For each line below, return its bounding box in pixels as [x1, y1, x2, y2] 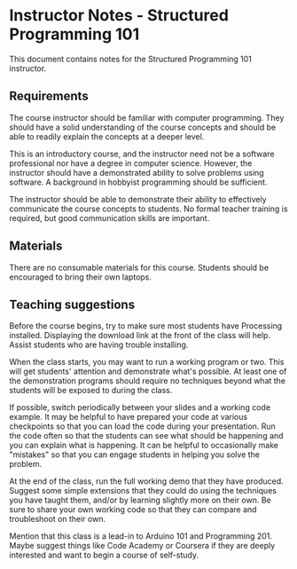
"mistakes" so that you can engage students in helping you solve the [9, 449, 260, 460]
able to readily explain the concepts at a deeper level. [9, 130, 205, 142]
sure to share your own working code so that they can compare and [9, 504, 257, 515]
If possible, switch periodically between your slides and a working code [9, 402, 271, 413]
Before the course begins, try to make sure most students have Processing [9, 320, 283, 331]
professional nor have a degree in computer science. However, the [9, 157, 253, 169]
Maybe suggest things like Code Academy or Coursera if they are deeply [9, 541, 276, 551]
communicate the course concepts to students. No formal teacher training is [9, 203, 288, 214]
